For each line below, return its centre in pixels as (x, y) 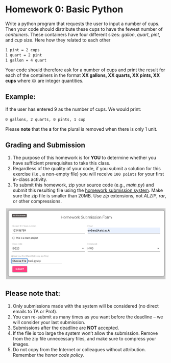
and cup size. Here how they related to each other (58, 40)
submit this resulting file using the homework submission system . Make (88, 190)
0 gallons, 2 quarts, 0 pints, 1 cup (45, 119)
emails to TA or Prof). (35, 311)
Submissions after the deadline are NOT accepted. (66, 328)
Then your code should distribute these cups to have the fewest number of (84, 29)
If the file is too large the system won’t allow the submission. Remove (85, 333)
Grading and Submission (45, 145)
